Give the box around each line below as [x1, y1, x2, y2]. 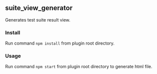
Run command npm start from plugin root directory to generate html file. [5, 64, 153, 70]
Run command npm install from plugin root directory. [5, 40, 115, 46]
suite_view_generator [5, 4, 73, 12]
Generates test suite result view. [5, 17, 71, 23]
